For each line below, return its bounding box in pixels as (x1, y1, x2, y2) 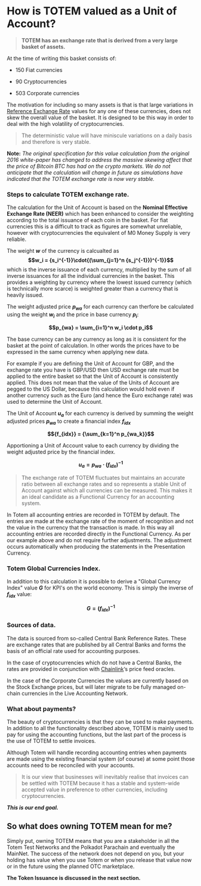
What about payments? (7, 704, 76, 713)
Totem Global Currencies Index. (7, 564, 101, 573)
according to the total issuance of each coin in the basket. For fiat (7, 217, 168, 224)
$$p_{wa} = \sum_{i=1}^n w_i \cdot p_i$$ (48, 323, 153, 331)
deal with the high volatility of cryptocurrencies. (7, 120, 125, 127)
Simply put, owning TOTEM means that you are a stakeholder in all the (7, 837, 180, 844)
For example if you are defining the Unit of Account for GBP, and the (7, 359, 175, 367)
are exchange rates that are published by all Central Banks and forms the (7, 641, 186, 648)
